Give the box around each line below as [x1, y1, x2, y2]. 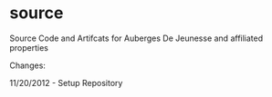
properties [9, 42, 48, 53]
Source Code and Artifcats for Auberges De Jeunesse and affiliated [9, 33, 264, 44]
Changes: [9, 60, 46, 71]
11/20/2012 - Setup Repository [9, 77, 123, 88]
